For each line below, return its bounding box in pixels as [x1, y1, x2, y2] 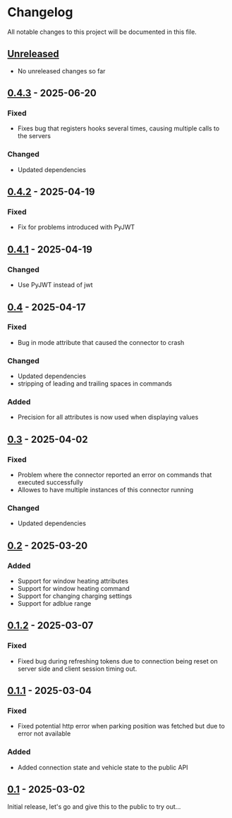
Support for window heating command [17, 585, 130, 593]
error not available [17, 729, 71, 738]
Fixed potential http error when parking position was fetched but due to [17, 722, 226, 731]
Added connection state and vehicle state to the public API [17, 763, 188, 771]
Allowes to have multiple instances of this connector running [17, 486, 194, 494]
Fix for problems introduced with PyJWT [17, 223, 135, 231]
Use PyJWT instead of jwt [17, 281, 93, 289]
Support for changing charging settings [17, 592, 133, 600]
